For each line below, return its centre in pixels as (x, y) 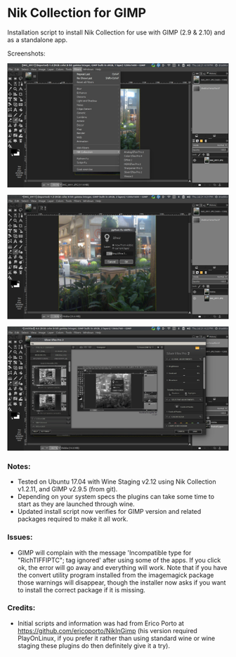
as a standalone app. (38, 39)
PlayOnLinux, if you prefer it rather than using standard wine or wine (116, 638)
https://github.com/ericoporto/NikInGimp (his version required (107, 630)
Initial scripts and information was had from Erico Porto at (101, 623)
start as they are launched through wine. (76, 504)
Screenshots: (26, 53)
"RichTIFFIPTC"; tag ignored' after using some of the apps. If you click (119, 560)
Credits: (21, 608)
